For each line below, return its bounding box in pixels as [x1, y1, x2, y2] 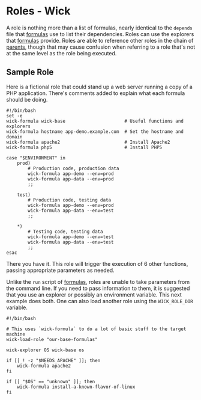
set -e [6, 112, 23, 118]
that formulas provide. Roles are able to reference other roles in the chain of [6, 37, 194, 44]
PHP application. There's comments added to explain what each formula [6, 89, 185, 97]
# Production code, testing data [28, 197, 112, 203]
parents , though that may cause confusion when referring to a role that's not [6, 43, 196, 51]
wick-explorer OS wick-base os [6, 347, 85, 353]
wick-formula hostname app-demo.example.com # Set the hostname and [6, 128, 184, 135]
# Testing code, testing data [28, 229, 103, 235]
